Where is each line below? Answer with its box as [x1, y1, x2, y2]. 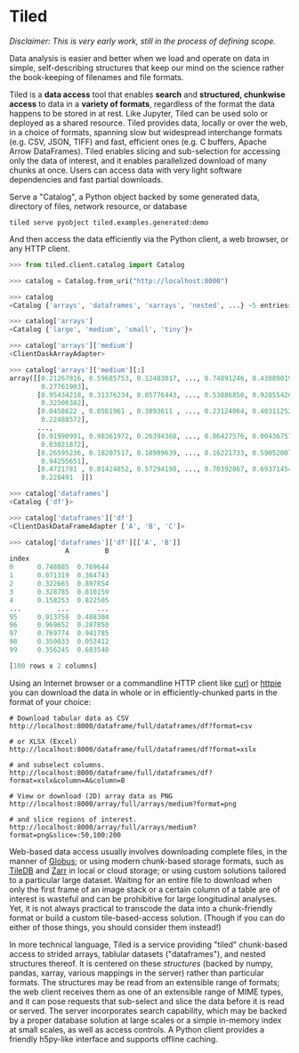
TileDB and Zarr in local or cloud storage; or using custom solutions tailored [9, 865, 287, 876]
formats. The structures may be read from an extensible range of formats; [9, 976, 280, 987]
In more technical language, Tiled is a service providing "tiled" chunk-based [9, 939, 287, 950]
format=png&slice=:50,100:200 [9, 830, 122, 839]
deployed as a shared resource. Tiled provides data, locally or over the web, [9, 117, 288, 128]
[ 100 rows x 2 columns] [9, 661, 98, 670]
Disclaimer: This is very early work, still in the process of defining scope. [9, 36, 276, 46]
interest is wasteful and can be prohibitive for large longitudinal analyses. [9, 893, 278, 904]
